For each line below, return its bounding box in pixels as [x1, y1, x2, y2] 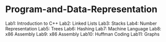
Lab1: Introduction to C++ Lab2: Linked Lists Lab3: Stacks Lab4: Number [5, 20, 157, 26]
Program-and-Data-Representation [5, 4, 157, 15]
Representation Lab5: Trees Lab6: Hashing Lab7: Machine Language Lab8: [5, 25, 161, 31]
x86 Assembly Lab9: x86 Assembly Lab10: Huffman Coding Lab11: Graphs [5, 31, 160, 37]
